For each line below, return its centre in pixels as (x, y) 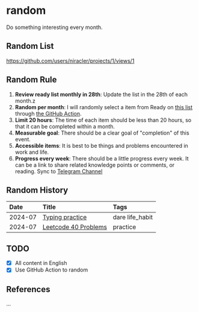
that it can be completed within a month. (65, 126)
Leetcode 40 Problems (75, 227)
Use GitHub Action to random (51, 270)
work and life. (32, 152)
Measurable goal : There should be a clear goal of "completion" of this (102, 133)
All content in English (41, 263)
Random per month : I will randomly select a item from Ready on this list (104, 107)
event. (23, 139)
